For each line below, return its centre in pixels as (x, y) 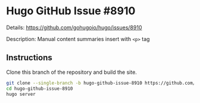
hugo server (21, 94)
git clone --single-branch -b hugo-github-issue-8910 (74, 83)
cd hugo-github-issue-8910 (40, 88)
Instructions (29, 58)
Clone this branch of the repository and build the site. (71, 72)
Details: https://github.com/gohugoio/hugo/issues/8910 (74, 27)
